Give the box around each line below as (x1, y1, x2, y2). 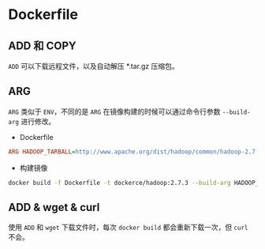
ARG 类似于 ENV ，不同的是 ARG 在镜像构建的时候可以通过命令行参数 (8, 107, 221, 116)
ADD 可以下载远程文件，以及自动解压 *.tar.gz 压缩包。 (8, 62, 179, 70)
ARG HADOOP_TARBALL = (8, 148, 77, 156)
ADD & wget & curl (8, 200, 100, 214)
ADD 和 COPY (8, 39, 77, 52)
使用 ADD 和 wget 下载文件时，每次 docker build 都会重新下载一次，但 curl (8, 223, 248, 232)
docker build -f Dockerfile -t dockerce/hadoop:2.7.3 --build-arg (8, 179, 231, 187)
